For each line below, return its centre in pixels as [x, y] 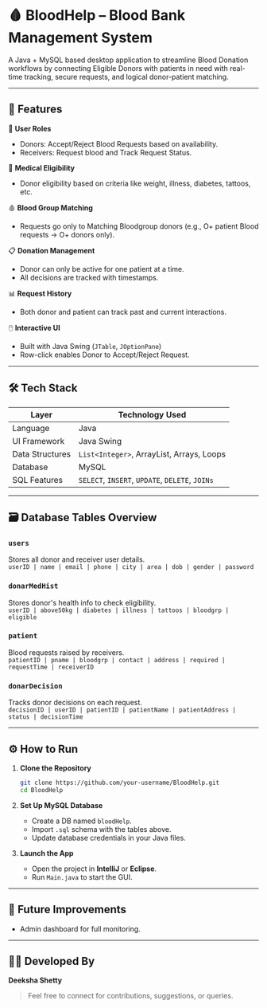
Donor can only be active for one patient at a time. [102, 269]
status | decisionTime [46, 717]
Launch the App [46, 853]
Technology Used [152, 414]
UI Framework [39, 441]
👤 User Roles [30, 128]
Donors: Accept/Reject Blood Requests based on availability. [119, 143]
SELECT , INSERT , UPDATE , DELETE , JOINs [146, 480]
